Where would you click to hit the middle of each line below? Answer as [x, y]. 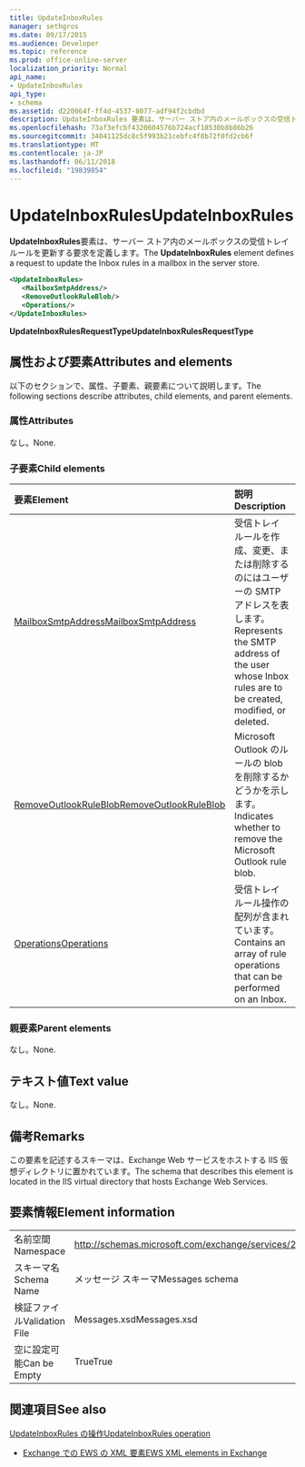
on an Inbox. [261, 999]
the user [252, 665]
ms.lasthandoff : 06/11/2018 [63, 162]
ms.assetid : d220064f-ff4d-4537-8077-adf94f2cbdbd [107, 111]
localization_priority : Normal [69, 69]
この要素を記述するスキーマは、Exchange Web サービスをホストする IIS [144, 1160]
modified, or [260, 711]
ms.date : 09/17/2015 [49, 35]
